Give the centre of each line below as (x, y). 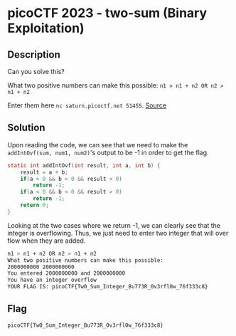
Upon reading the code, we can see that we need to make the (98, 145)
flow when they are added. (47, 241)
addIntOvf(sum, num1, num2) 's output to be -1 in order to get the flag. (108, 152)
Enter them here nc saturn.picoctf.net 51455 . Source (87, 105)
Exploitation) (46, 28)
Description (34, 54)
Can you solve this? (36, 72)
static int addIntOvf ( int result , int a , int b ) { (84, 165)
